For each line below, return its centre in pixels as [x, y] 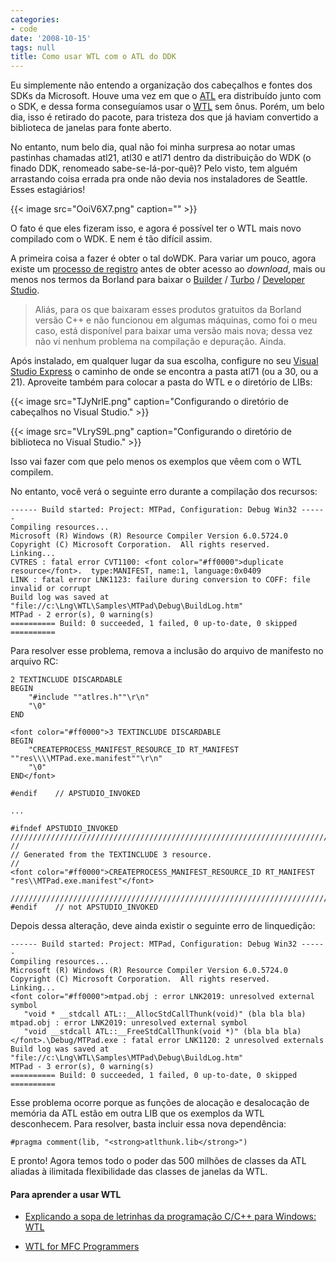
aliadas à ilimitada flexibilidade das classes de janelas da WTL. [139, 1172]
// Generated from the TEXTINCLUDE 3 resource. [111, 855]
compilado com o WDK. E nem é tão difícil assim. [111, 239]
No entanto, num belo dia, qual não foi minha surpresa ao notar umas [153, 147]
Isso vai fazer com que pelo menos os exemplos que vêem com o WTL [156, 462]
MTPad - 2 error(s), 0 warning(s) [82, 615]
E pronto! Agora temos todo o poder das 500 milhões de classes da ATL [158, 1161]
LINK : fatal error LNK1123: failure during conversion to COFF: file [160, 580]
